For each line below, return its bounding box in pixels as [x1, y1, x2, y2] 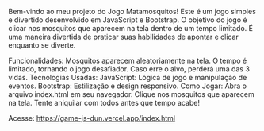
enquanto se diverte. [8, 40, 76, 50]
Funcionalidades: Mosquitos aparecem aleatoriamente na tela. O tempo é [8, 56, 247, 65]
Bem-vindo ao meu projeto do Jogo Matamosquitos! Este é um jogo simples [8, 7, 256, 16]
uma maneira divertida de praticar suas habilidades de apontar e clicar [8, 32, 239, 41]
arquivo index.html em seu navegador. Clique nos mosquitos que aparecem [8, 90, 255, 98]
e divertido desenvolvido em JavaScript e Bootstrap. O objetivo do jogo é [8, 15, 247, 25]
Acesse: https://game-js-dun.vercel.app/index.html [8, 114, 176, 122]
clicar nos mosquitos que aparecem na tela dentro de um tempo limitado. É [8, 24, 254, 33]
